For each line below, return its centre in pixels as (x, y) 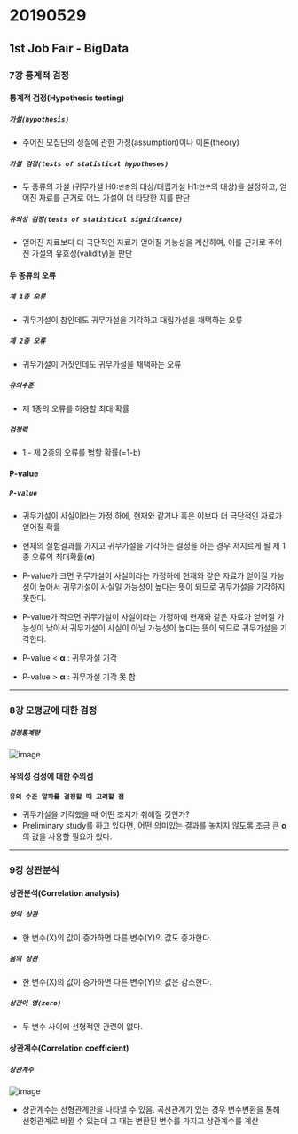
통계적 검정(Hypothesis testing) (67, 98)
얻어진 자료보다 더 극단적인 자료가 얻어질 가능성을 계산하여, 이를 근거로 (144, 242)
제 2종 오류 (27, 341)
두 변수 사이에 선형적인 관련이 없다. (82, 1026)
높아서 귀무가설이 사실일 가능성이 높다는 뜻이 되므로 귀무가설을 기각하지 (162, 587)
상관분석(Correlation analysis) (64, 892)
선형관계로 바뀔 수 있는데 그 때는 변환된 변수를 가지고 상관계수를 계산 (140, 1121)
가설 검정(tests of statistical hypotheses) (89, 164)
